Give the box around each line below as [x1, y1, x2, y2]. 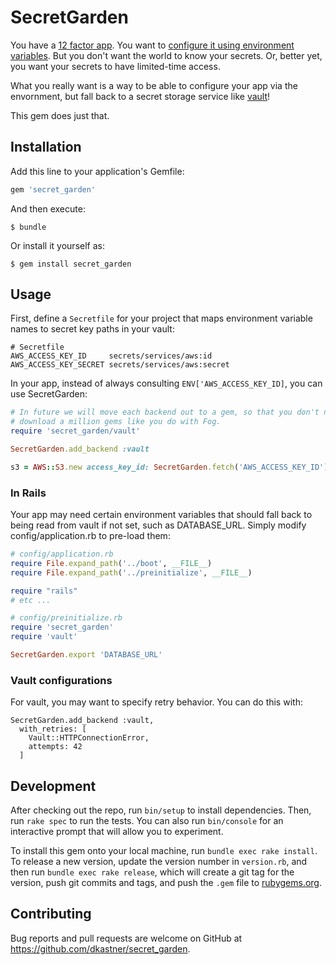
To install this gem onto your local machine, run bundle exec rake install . [10, 845, 318, 857]
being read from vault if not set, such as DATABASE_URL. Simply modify [10, 519, 307, 531]
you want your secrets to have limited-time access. [10, 60, 221, 72]
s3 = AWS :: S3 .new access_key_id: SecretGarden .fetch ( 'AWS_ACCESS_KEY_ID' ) [10, 462, 329, 472]
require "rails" [10, 586, 78, 596]
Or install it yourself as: [10, 239, 105, 251]
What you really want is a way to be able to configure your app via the [10, 79, 298, 91]
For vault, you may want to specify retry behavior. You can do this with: [10, 696, 303, 708]
